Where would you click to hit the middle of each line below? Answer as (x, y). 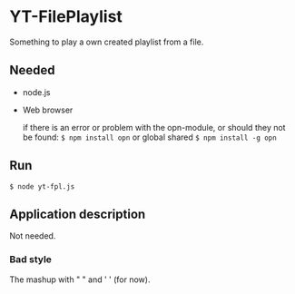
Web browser (48, 110)
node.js (37, 92)
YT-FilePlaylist (66, 17)
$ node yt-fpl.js (42, 186)
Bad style (31, 260)
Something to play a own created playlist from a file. (107, 42)
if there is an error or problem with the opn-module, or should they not (154, 127)
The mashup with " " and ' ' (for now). (80, 279)
